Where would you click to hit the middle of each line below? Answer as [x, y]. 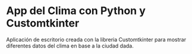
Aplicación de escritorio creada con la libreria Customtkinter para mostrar [96, 39]
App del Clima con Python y [76, 11]
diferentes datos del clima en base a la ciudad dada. [70, 46]
